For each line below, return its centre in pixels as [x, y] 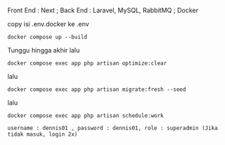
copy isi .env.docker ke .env [48, 24]
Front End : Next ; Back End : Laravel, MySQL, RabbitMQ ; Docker [103, 10]
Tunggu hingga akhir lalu [44, 50]
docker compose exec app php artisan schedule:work [85, 116]
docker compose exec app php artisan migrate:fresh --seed [97, 90]
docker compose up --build [47, 37]
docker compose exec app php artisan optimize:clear [87, 63]
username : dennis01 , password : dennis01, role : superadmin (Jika [113, 128]
